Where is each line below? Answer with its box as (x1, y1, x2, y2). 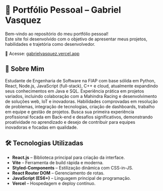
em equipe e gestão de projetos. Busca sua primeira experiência (5, 109, 135, 115)
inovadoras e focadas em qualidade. (5, 124, 78, 130)
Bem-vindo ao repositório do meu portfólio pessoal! (5, 31, 109, 37)
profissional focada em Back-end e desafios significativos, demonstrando (5, 114, 153, 120)
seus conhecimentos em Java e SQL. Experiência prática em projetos (5, 88, 145, 94)
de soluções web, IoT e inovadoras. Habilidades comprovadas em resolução (5, 98, 158, 104)
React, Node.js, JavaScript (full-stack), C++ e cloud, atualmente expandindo (5, 83, 158, 89)
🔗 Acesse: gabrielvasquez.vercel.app (5, 51, 80, 57)
